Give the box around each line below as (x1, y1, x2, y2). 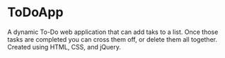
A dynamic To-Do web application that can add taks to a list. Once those (7, 28, 219, 36)
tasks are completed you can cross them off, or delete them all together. (7, 35, 218, 43)
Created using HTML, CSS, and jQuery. (7, 42, 122, 51)
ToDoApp (7, 4, 64, 21)
